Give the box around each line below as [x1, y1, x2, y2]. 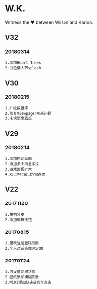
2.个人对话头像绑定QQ [5, 246, 43, 251]
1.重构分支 [5, 212, 25, 217]
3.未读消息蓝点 [5, 116, 32, 121]
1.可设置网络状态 [5, 269, 35, 274]
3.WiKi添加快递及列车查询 [5, 280, 52, 285]
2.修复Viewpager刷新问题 [5, 111, 52, 116]
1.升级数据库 [5, 106, 28, 111]
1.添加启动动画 [5, 156, 32, 161]
